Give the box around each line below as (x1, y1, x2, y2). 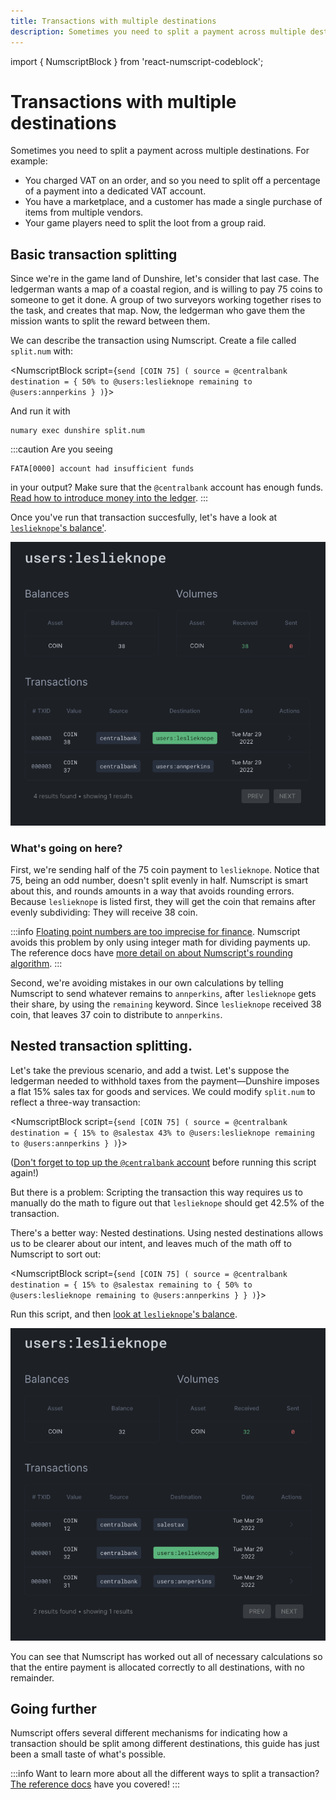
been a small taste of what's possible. (10, 1748, 167, 1760)
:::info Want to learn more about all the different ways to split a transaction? (10, 1768, 320, 1780)
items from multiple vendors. (24, 206, 144, 219)
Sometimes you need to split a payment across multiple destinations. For (10, 145, 310, 157)
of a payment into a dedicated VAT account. (24, 185, 207, 197)
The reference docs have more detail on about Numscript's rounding (10, 946, 293, 959)
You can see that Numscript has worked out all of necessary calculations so (10, 1650, 323, 1662)
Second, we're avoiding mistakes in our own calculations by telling (10, 976, 284, 989)
